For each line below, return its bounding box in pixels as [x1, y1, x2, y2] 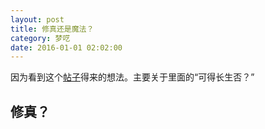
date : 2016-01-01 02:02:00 [10, 42, 123, 53]
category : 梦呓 [10, 33, 71, 43]
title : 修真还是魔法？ [10, 24, 95, 34]
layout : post [10, 14, 65, 25]
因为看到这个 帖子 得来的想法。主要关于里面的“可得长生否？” [10, 71, 255, 83]
